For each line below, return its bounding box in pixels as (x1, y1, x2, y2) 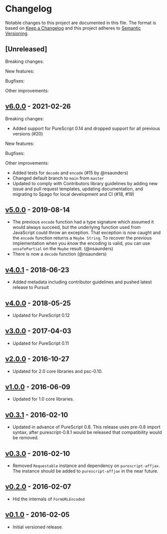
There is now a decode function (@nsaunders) (12, 251, 107, 257)
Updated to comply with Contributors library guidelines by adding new (12, 180, 158, 186)
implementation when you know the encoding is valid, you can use (12, 240, 150, 247)
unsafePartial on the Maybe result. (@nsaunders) (12, 246, 114, 252)
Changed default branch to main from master (12, 175, 104, 181)
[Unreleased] (5, 45, 48, 53)
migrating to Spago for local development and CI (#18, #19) (12, 191, 134, 197)
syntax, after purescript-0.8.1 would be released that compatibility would (12, 429, 162, 435)
